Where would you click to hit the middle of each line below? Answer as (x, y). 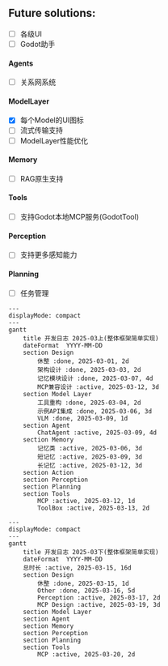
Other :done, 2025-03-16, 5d (86, 591)
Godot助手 (38, 44)
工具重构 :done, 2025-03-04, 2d (89, 403)
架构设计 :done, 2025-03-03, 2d (89, 369)
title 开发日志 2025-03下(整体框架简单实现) (91, 552)
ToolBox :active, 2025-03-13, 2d (94, 508)
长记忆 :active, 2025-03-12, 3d (90, 465)
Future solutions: (52, 13)
